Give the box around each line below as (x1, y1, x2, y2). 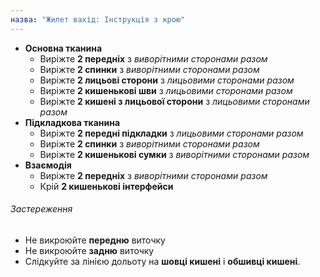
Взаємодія (24, 159, 72, 171)
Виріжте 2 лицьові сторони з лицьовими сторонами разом (39, 74, 295, 86)
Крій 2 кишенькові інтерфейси (39, 180, 174, 192)
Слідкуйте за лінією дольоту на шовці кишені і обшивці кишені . (24, 255, 301, 267)
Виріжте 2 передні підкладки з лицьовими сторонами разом (39, 127, 304, 139)
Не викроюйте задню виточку (24, 244, 155, 256)
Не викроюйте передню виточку (24, 234, 166, 246)
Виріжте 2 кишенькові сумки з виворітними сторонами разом (39, 148, 310, 160)
